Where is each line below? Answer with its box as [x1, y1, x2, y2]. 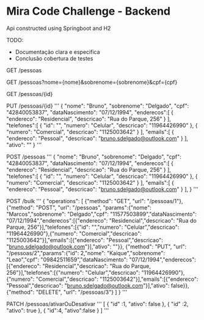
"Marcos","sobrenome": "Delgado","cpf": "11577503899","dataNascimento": [6, 210, 197, 218]
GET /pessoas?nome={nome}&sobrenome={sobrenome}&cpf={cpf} [6, 78, 178, 86]
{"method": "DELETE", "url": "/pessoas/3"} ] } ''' [6, 288, 128, 296]
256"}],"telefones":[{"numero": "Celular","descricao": [6, 269, 140, 276]
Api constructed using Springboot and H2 [6, 24, 111, 32]
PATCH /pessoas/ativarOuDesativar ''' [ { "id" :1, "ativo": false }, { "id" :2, [6, 300, 189, 307]
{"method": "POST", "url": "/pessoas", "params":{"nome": [6, 204, 151, 211]
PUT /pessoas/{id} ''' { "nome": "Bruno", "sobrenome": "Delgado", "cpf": [6, 102, 189, 110]
